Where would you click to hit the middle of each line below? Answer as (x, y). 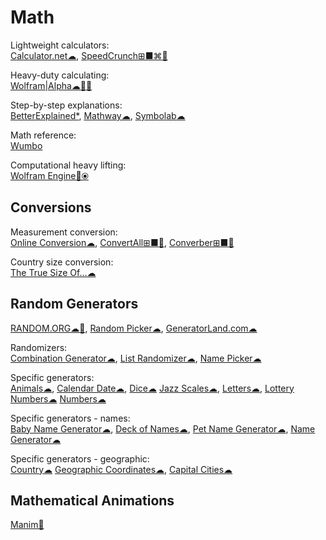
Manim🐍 (27, 525)
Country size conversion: (62, 262)
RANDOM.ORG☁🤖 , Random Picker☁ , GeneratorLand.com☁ (134, 328)
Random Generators (74, 304)
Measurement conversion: (64, 232)
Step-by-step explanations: (66, 105)
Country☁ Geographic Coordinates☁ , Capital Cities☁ (121, 469)
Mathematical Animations (92, 500)
